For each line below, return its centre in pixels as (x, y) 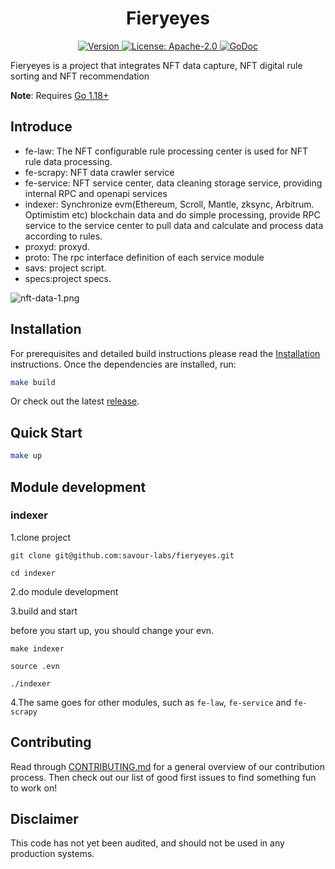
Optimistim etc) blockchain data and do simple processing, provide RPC (172, 214)
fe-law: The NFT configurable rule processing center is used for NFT (166, 151)
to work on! (34, 788)
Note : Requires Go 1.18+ (60, 95)
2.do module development (64, 591)
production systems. (52, 854)
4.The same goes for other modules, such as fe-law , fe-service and (151, 702)
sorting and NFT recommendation (80, 76)
